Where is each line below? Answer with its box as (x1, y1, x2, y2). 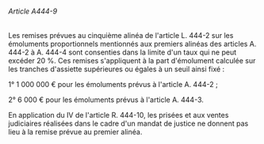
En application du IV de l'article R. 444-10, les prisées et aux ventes (8, 111, 229, 120)
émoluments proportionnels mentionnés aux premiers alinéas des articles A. (8, 40, 257, 49)
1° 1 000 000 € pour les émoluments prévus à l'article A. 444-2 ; (8, 80, 218, 89)
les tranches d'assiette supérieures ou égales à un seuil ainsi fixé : (8, 64, 225, 74)
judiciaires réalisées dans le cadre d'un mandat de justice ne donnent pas (8, 119, 249, 128)
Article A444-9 (8, 6, 58, 16)
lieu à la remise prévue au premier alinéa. (8, 127, 143, 137)
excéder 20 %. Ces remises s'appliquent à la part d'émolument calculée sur (8, 56, 256, 66)
